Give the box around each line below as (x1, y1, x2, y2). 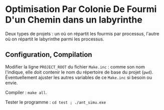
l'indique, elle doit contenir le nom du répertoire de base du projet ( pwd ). (5, 69, 153, 75)
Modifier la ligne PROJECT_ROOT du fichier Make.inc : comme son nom (5, 63, 145, 69)
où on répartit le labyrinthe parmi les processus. (5, 36, 104, 42)
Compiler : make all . (5, 89, 47, 95)
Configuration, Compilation (5, 50, 92, 59)
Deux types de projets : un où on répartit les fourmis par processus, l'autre (5, 30, 159, 36)
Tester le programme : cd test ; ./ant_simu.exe (5, 99, 106, 105)
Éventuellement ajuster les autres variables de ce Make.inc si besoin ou (5, 74, 152, 80)
